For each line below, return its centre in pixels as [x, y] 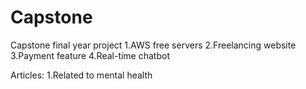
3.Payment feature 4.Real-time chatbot [90, 55]
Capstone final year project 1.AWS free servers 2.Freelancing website [153, 45]
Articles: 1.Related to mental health [81, 75]
